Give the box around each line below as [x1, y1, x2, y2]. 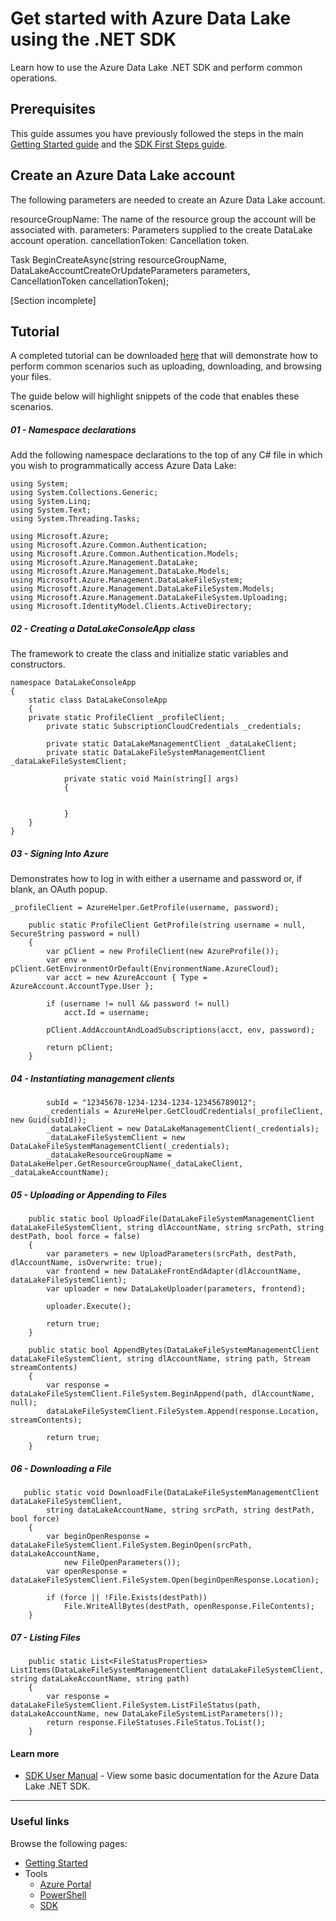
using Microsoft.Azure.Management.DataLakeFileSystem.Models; [10, 584, 275, 594]
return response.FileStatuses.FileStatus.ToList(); [46, 1718, 267, 1728]
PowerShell [39, 1888, 87, 1901]
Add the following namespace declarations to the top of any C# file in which [10, 449, 323, 461]
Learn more [10, 1747, 60, 1759]
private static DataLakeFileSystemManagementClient [46, 748, 267, 758]
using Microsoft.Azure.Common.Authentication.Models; [10, 549, 240, 559]
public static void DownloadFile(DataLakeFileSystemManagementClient [23, 1488, 320, 1498]
